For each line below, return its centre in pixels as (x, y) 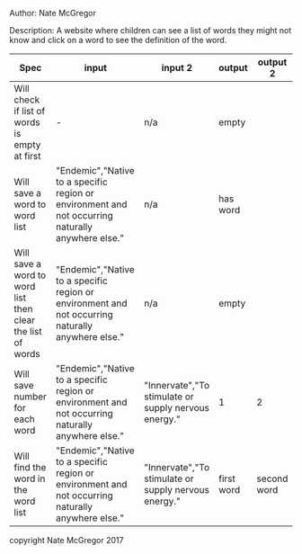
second (272, 478)
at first (28, 156)
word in (30, 478)
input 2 (177, 68)
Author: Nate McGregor (53, 13)
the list (28, 331)
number (31, 397)
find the (30, 467)
